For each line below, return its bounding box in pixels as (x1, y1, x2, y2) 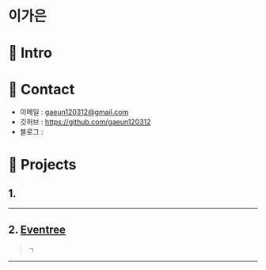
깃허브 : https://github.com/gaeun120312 (19, 117, 151, 127)
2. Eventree (8, 222, 66, 236)
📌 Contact (8, 80, 75, 98)
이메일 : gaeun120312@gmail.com (19, 108, 129, 117)
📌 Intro (8, 44, 53, 62)
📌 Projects (8, 155, 77, 173)
